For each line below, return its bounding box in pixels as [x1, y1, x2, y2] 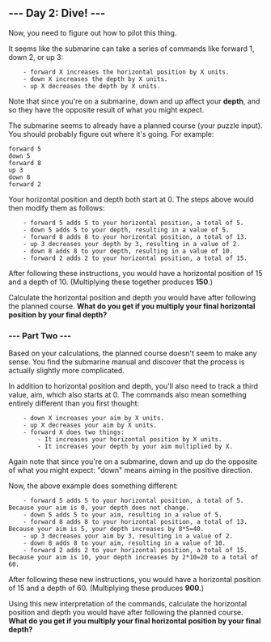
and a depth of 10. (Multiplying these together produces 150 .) [8, 277, 213, 287]
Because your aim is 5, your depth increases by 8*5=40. [8, 525, 205, 534]
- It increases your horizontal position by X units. [37, 436, 222, 444]
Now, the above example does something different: [8, 481, 179, 491]
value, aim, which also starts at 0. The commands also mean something [8, 390, 247, 400]
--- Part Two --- [8, 330, 72, 341]
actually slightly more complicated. [8, 366, 125, 376]
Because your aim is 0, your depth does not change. [8, 504, 190, 512]
